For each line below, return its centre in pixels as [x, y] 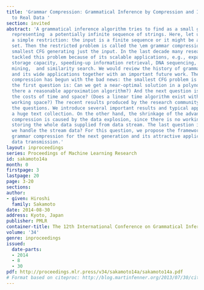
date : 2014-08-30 [28, 210]
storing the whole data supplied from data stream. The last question [103, 125]
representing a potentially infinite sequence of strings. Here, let [103, 35]
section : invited [28, 23]
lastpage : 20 [23, 176]
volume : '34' [23, 232]
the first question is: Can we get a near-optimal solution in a [96, 86]
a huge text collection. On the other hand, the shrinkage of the [97, 114]
